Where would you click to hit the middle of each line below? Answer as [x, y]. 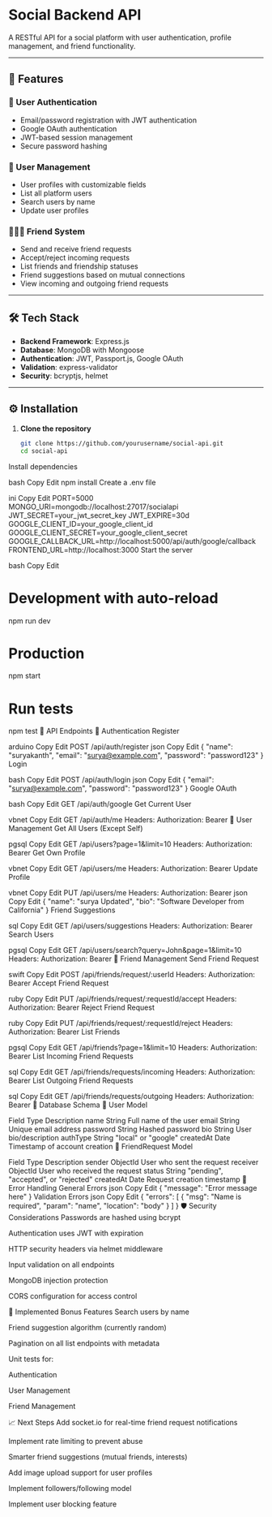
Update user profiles [54, 210]
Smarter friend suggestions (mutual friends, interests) [98, 1457]
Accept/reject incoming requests [75, 258]
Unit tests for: [31, 1359]
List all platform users [56, 193]
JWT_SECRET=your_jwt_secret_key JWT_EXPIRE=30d [99, 515]
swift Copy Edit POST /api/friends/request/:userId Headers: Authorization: [132, 975]
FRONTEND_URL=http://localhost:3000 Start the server [101, 549]
